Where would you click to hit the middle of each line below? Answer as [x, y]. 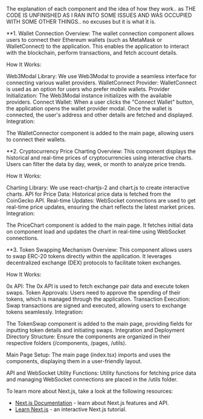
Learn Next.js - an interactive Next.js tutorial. [71, 409]
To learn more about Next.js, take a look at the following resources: [90, 391]
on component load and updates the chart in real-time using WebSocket [96, 232]
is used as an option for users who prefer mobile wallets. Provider [88, 89]
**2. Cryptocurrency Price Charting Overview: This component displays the [101, 151]
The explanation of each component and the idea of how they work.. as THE [101, 9]
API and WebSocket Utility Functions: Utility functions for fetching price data [101, 373]
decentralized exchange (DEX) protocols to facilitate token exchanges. [94, 263]
